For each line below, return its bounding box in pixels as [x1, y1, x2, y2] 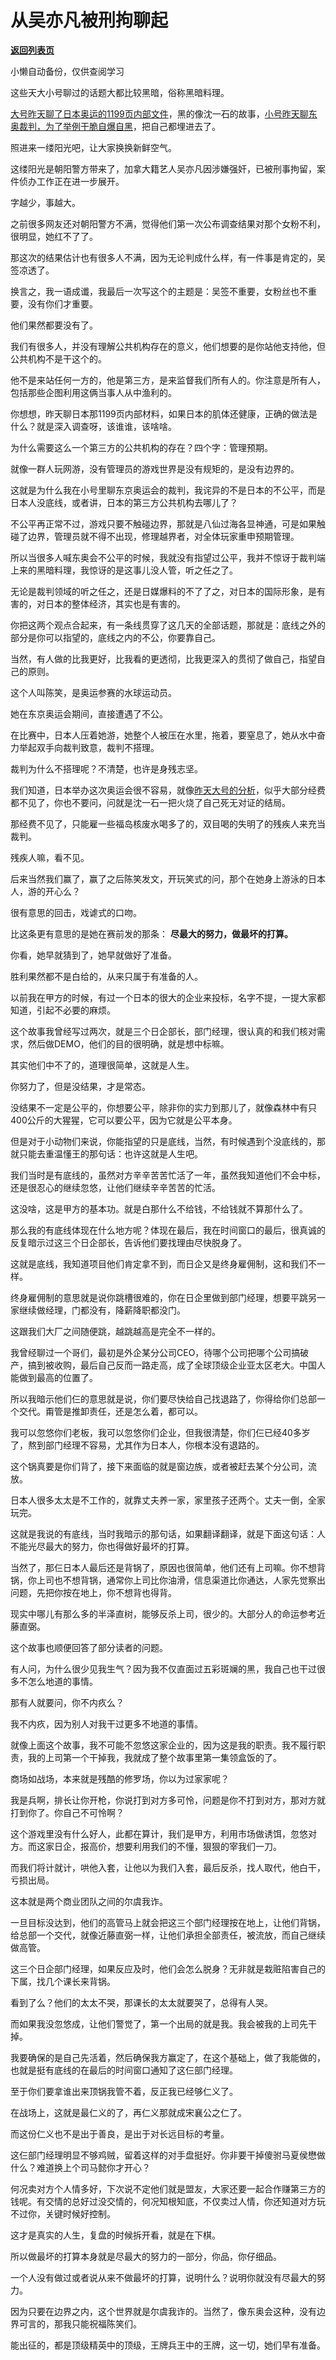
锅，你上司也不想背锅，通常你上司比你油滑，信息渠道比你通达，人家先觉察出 [10, 1574, 326, 1586]
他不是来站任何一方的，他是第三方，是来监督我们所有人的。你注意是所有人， [10, 374, 326, 386]
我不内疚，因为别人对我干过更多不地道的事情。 [10, 1717, 203, 1730]
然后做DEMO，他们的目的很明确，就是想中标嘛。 [27, 1037, 230, 1050]
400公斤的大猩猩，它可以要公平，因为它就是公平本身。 [10, 1114, 238, 1126]
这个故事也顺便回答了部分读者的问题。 [10, 1641, 168, 1653]
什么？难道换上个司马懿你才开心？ [10, 2161, 151, 2173]
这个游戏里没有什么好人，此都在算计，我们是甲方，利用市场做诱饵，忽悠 [10, 1827, 308, 1840]
